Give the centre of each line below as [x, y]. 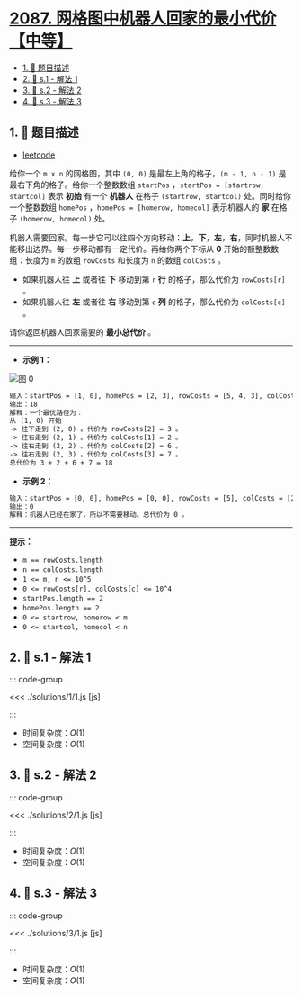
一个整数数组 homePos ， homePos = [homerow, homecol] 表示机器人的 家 [139, 207]
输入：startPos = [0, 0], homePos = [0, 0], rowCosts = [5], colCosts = [146, 498]
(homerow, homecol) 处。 [65, 218]
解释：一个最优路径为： [46, 412]
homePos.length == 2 [61, 609]
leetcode [39, 155]
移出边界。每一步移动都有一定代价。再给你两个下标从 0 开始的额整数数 [148, 248]
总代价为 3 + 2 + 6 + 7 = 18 [61, 463]
